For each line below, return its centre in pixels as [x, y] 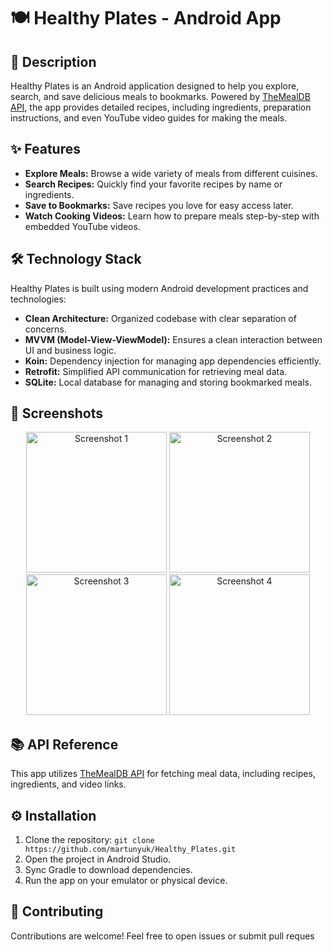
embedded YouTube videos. [82, 226]
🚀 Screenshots [57, 413]
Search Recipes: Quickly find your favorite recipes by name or [153, 184]
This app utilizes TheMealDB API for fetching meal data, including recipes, [163, 774]
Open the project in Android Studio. [98, 859]
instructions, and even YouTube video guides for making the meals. [149, 118]
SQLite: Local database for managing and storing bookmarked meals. [168, 382]
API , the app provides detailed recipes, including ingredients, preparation [161, 107]
